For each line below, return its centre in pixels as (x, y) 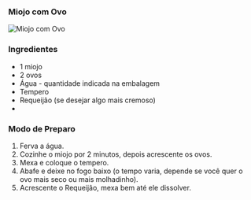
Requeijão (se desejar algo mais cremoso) (87, 100)
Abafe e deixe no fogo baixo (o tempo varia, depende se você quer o (131, 171)
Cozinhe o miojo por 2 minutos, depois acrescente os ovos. (116, 154)
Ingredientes (33, 50)
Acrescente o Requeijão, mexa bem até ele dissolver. (105, 187)
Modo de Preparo (42, 128)
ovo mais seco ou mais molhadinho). (79, 179)
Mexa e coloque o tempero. (64, 162)
